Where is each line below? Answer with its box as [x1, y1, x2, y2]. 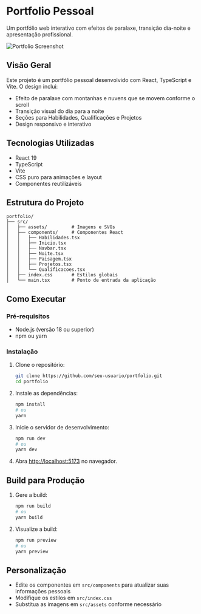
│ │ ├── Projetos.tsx [6, 261, 72, 268]
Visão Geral [6, 60, 52, 70]
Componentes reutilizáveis [15, 180, 82, 187]
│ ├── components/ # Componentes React [6, 230, 123, 236]
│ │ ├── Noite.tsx [6, 251, 64, 257]
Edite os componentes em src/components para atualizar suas [15, 581, 169, 588]
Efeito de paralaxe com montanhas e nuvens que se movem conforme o [15, 94, 196, 101]
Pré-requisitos [6, 312, 50, 320]
